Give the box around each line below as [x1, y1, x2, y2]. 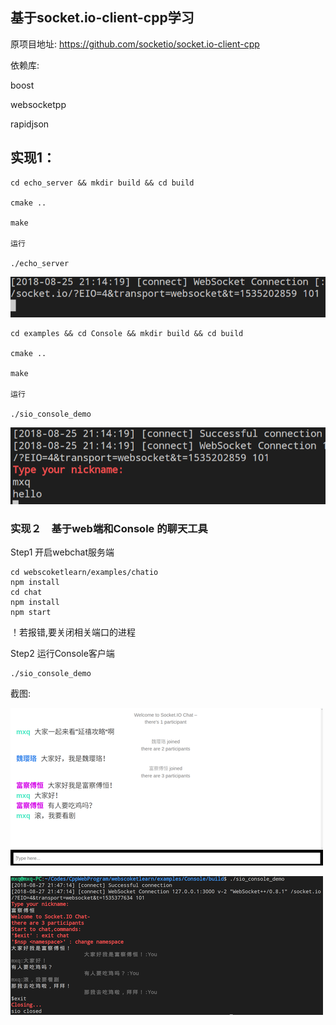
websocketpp [10, 98, 67, 110]
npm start [10, 608, 52, 618]
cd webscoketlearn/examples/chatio [10, 568, 159, 578]
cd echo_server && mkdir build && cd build [10, 178, 195, 188]
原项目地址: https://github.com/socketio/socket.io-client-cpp [10, 38, 260, 50]
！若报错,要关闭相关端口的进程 [10, 626, 137, 638]
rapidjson [10, 118, 50, 130]
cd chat [10, 588, 43, 598]
